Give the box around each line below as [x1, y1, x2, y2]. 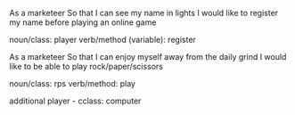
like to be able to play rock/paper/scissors [9, 62, 163, 71]
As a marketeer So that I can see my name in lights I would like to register [9, 8, 279, 18]
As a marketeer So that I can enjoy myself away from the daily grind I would [9, 52, 287, 62]
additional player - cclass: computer [9, 95, 142, 106]
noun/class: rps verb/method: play [9, 78, 136, 88]
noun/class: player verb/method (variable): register [9, 35, 196, 45]
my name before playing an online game [9, 17, 157, 28]
